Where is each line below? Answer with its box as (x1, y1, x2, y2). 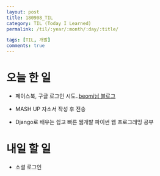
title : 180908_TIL (6, 15, 53, 21)
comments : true (6, 43, 45, 49)
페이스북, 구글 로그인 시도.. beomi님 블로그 (15, 92, 116, 100)
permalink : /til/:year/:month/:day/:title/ (6, 26, 119, 32)
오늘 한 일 (6, 71, 51, 85)
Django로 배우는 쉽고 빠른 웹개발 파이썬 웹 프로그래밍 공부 (15, 118, 154, 125)
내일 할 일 (6, 142, 51, 156)
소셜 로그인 (15, 163, 42, 170)
